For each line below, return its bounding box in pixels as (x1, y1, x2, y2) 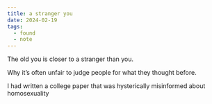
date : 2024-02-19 (7, 17, 58, 24)
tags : (7, 23, 23, 30)
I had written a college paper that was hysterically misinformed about (7, 82, 206, 90)
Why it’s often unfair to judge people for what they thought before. (7, 69, 197, 77)
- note (13, 36, 33, 43)
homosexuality (7, 89, 49, 98)
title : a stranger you (7, 10, 73, 17)
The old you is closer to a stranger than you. (7, 55, 134, 63)
